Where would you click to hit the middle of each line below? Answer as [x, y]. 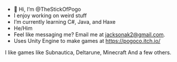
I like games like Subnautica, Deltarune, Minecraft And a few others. [88, 52]
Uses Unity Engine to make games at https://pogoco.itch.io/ [87, 41]
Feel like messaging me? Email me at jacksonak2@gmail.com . [89, 35]
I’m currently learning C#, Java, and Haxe [65, 22]
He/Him [23, 28]
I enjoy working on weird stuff [50, 15]
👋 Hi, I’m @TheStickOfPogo [47, 9]
